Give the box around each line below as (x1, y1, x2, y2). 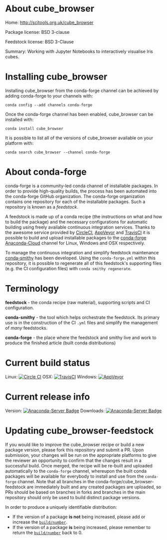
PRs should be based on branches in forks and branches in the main (5, 489, 146, 495)
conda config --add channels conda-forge (5, 103, 93, 108)
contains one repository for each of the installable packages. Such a (5, 199, 146, 205)
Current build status (5, 357, 90, 368)
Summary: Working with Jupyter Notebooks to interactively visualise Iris (5, 48, 154, 54)
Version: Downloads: (5, 408, 105, 414)
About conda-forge (5, 166, 87, 178)
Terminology (5, 283, 59, 294)
